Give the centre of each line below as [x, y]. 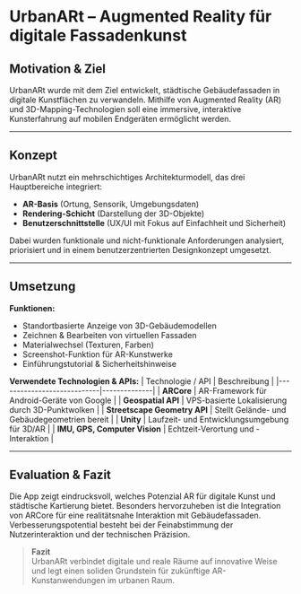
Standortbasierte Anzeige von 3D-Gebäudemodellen [120, 326]
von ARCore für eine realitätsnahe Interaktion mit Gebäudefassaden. [135, 515]
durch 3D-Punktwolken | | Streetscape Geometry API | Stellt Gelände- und [148, 409]
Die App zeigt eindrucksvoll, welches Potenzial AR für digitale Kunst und [142, 496]
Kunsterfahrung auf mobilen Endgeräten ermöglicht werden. [120, 119]
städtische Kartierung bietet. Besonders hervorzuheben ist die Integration [145, 506]
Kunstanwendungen [68, 581]
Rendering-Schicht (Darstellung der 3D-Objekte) [113, 214]
